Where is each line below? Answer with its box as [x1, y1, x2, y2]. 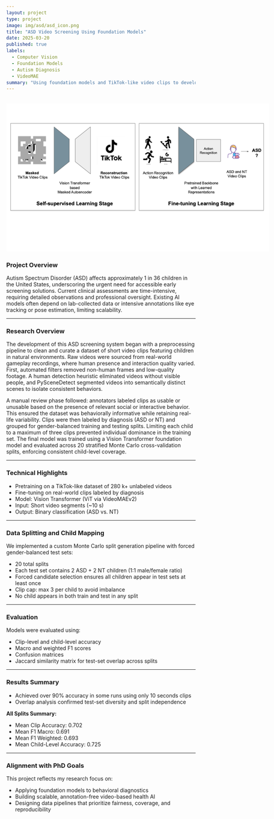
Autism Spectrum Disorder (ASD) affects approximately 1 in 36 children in [6, 274, 188, 282]
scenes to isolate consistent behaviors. [6, 385, 103, 393]
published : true [6, 41, 47, 48]
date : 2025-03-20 [6, 35, 50, 41]
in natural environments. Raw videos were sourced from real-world [6, 354, 172, 361]
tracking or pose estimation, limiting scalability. [6, 307, 123, 314]
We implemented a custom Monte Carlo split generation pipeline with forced [6, 542, 195, 550]
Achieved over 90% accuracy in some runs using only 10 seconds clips [14, 692, 192, 699]
